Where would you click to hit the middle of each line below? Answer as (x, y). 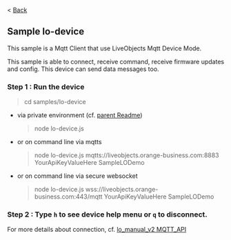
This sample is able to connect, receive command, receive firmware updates (116, 61)
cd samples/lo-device (55, 102)
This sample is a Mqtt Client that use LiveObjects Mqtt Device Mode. (104, 48)
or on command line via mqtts (59, 142)
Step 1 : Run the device (46, 87)
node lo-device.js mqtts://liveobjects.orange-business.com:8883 (127, 155)
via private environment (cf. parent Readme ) (80, 115)
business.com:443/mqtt (68, 197)
